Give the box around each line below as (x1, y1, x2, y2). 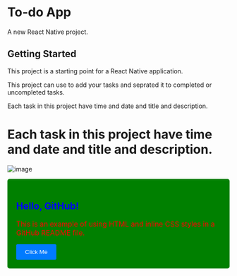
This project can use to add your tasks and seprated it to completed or (7, 80, 212, 89)
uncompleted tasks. (7, 88, 65, 96)
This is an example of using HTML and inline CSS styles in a (16, 219, 215, 229)
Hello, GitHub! (16, 200, 80, 212)
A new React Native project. (7, 28, 88, 36)
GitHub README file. (16, 227, 85, 237)
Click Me (25, 248, 48, 256)
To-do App (7, 4, 72, 20)
